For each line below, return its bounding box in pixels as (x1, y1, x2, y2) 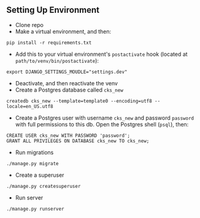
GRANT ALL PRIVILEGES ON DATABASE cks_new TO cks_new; (6, 138, 150, 144)
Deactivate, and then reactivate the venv (15, 79, 118, 87)
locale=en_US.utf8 (6, 103, 53, 109)
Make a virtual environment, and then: (15, 28, 112, 35)
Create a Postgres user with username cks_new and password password (15, 114, 194, 122)
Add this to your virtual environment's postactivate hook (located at (15, 50, 188, 58)
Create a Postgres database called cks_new (15, 86, 124, 93)
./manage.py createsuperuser (6, 183, 81, 189)
